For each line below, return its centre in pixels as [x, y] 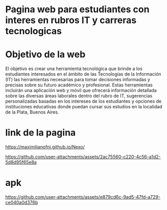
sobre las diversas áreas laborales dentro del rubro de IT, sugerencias [79, 96]
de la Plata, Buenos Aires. [32, 112]
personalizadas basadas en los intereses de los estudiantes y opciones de [83, 101]
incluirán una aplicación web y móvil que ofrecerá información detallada [81, 90]
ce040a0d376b [22, 202]
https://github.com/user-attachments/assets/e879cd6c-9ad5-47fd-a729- [83, 197]
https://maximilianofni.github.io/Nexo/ [45, 147]
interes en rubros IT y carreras [71, 20]
